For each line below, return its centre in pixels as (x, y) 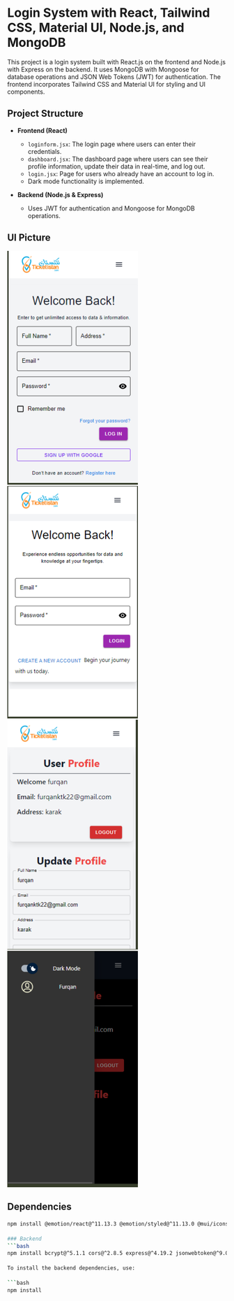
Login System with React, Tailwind (109, 13)
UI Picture (29, 238)
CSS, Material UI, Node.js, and (96, 28)
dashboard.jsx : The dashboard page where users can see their (118, 159)
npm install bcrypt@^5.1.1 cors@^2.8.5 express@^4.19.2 (90, 1253)
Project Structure (45, 114)
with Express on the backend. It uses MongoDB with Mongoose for (103, 69)
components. (26, 92)
